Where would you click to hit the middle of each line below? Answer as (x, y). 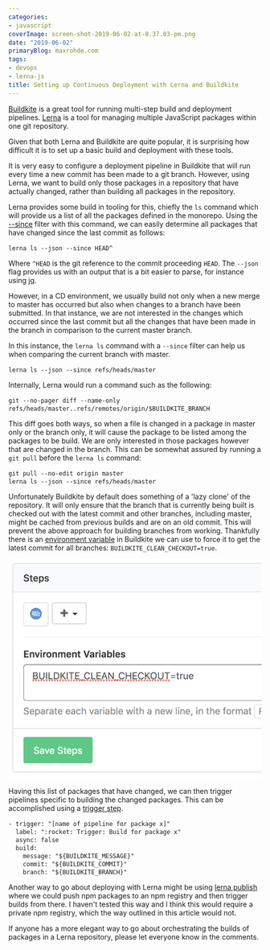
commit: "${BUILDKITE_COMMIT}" (75, 865)
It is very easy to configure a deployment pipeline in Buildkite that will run (129, 166)
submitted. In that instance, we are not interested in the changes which (126, 313)
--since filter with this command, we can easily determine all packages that (133, 224)
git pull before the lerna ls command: (75, 458)
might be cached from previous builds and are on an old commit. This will (130, 522)
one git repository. (39, 125)
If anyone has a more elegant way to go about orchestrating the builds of (129, 928)
